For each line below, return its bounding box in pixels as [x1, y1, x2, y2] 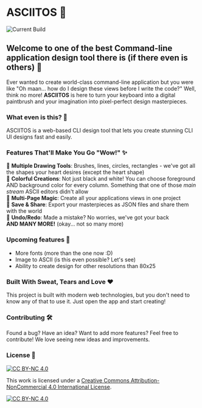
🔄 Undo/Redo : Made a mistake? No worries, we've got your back [6, 214, 169, 221]
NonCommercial [6, 383, 47, 390]
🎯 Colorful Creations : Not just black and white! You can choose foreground [6, 175, 196, 182]
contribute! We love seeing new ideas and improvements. [6, 336, 150, 343]
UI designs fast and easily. [6, 133, 72, 140]
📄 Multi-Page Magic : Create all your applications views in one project [6, 195, 181, 202]
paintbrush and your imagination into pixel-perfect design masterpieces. [6, 97, 187, 105]
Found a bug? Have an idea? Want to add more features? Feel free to [6, 330, 178, 337]
